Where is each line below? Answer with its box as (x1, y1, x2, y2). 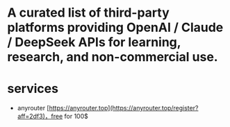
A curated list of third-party (7, 5, 170, 21)
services (7, 81, 59, 96)
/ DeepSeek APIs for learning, (7, 35, 181, 50)
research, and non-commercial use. (7, 49, 218, 65)
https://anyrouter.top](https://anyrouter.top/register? (49, 104, 199, 112)
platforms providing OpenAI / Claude (7, 19, 224, 35)
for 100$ (64, 112, 88, 121)
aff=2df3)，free (17, 112, 63, 121)
